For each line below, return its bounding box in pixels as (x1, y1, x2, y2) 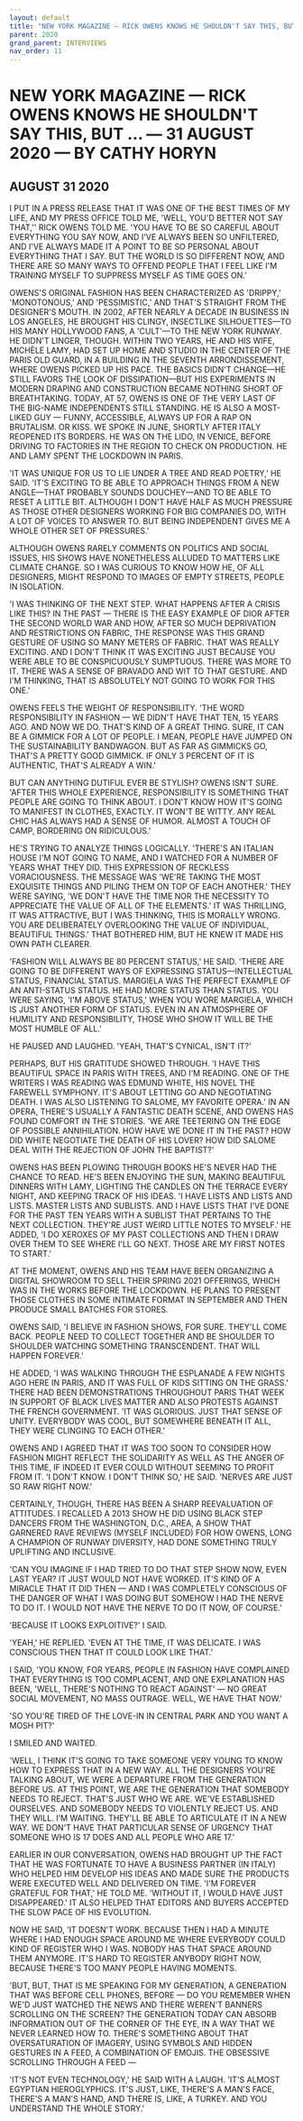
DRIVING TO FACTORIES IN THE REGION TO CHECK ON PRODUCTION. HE (9, 441, 288, 452)
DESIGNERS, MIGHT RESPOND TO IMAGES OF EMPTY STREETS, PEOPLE (9, 572, 284, 583)
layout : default (9, 13, 70, 23)
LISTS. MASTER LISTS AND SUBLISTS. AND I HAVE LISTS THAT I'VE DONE (9, 1201, 290, 1212)
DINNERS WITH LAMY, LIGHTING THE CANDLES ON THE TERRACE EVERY (9, 1181, 289, 1192)
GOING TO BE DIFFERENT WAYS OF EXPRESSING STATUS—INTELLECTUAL (9, 966, 293, 977)
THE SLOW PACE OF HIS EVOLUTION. (9, 1907, 151, 1918)
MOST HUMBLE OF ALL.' (9, 1023, 102, 1034)
